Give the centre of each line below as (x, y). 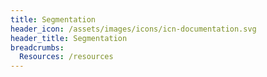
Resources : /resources (66, 57)
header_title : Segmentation (69, 38)
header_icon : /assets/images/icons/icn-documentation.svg (133, 29)
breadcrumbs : (37, 47)
